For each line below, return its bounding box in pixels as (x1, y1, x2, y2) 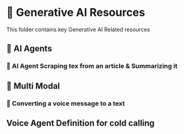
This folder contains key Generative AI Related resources (6, 26, 150, 33)
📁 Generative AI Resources (6, 6, 145, 20)
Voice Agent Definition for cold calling (6, 117, 155, 128)
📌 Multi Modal (6, 81, 60, 91)
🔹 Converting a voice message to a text (6, 99, 125, 108)
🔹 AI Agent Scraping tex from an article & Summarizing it (6, 62, 178, 70)
